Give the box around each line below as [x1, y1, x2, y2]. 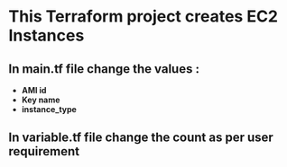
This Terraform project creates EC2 [8, 6, 279, 27]
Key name [21, 94, 60, 105]
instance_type [21, 104, 78, 114]
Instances [8, 25, 85, 46]
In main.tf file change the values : [8, 61, 200, 76]
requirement [8, 144, 80, 159]
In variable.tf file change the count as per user [8, 130, 274, 145]
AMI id [21, 85, 47, 95]
